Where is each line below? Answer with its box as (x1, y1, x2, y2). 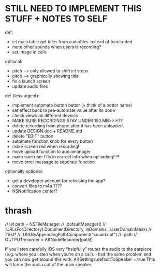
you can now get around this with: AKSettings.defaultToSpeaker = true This (5, 256, 155, 262)
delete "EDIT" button (12, 133, 54, 139)
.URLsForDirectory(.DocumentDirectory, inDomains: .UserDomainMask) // (5, 226, 152, 232)
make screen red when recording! (12, 143, 80, 149)
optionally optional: (5, 168, 44, 174)
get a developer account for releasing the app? (12, 178, 105, 184)
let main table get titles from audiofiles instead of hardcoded (12, 38, 132, 44)
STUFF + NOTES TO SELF (5, 13, 108, 24)
